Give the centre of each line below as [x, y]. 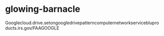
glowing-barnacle [43, 9]
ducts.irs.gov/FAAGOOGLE [32, 28]
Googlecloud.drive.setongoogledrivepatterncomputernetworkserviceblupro [82, 23]
